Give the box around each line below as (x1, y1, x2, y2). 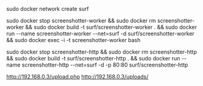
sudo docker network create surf (6, 5, 90, 12)
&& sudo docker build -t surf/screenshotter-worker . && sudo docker (25, 24, 197, 30)
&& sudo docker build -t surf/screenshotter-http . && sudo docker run (6, 55, 180, 62)
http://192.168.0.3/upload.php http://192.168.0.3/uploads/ (6, 73, 149, 80)
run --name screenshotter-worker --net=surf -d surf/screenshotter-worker (6, 30, 195, 37)
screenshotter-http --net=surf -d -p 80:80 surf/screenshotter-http (21, 61, 188, 68)
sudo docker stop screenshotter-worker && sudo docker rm (6, 17, 157, 24)
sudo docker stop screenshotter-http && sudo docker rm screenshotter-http (6, 48, 197, 56)
